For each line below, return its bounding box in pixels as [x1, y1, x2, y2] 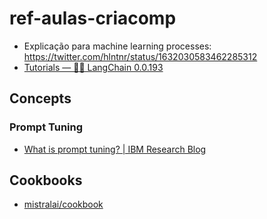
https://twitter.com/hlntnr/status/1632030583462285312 [23, 50, 258, 62]
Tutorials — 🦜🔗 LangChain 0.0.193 [23, 61, 164, 73]
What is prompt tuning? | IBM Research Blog [23, 143, 207, 155]
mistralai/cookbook [23, 198, 104, 211]
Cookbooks [9, 172, 83, 189]
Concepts [9, 90, 72, 107]
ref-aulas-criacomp [9, 7, 177, 30]
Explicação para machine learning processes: [23, 40, 212, 52]
